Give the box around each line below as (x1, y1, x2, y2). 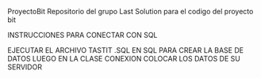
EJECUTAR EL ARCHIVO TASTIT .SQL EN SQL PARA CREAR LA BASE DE (7, 46, 244, 54)
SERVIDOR (7, 62, 43, 72)
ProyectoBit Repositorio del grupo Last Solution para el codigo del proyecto (7, 7, 254, 16)
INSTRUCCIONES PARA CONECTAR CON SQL (7, 31, 158, 39)
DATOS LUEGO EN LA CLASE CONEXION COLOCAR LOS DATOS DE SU (7, 54, 241, 63)
